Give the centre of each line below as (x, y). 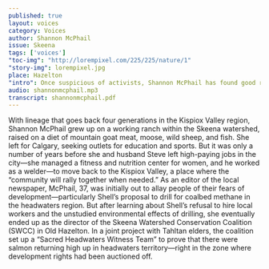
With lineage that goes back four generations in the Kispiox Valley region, (129, 120)
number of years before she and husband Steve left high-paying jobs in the (132, 155)
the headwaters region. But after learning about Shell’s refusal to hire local (130, 206)
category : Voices (37, 30)
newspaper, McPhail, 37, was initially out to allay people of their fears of (126, 188)
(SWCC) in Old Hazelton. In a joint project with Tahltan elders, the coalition (131, 231)
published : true (35, 16)
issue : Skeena (32, 46)
